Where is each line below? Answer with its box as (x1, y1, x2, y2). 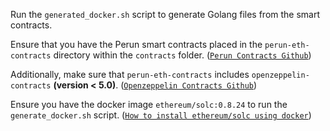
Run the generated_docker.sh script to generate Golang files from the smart (10, 9, 321, 20)
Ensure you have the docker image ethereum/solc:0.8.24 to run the (10, 99, 288, 110)
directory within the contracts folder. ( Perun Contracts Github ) (53, 49, 312, 61)
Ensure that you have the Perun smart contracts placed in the (10, 39, 263, 50)
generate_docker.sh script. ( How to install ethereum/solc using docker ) (10, 109, 312, 121)
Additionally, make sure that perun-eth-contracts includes (10, 69, 250, 80)
